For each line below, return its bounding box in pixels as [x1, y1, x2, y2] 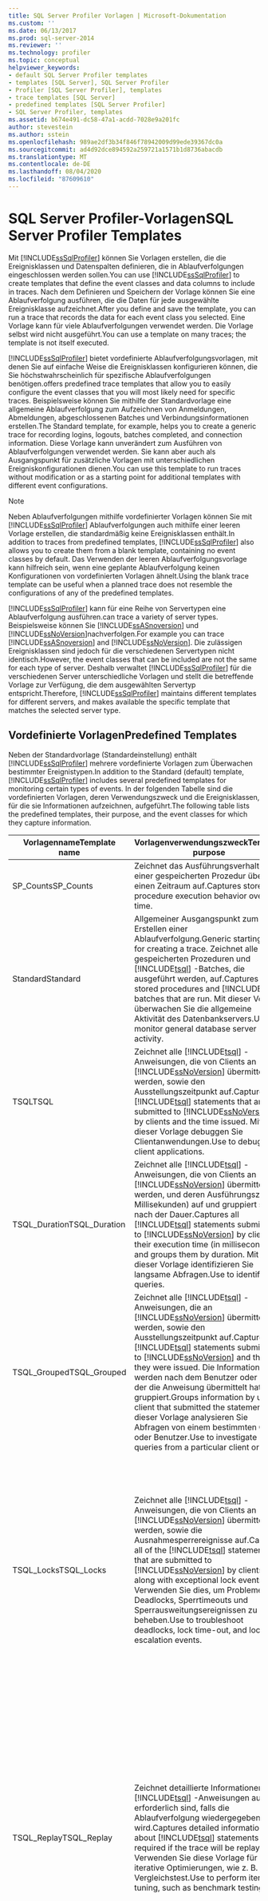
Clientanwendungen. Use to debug [134, 1135, 262, 1147]
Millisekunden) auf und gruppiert [134, 1199, 258, 1210]
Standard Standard [12, 972, 81, 984]
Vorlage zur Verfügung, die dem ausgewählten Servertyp [8, 680, 196, 690]
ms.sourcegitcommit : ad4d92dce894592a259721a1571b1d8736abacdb [8, 145, 223, 153]
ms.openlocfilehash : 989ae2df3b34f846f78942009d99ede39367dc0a [8, 137, 223, 146]
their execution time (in [134, 1239, 221, 1250]
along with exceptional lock [134, 1574, 237, 1585]
